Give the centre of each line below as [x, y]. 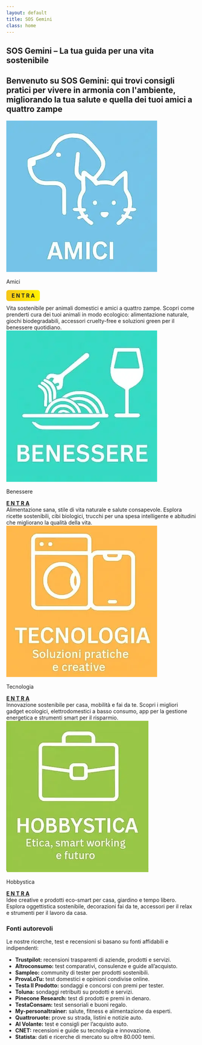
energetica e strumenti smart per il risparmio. [62, 718]
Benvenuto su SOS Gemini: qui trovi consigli [90, 81]
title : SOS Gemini [29, 19]
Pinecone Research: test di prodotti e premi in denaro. [83, 998]
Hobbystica [21, 882]
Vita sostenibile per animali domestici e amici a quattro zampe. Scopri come [100, 308]
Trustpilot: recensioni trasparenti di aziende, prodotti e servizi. [93, 960]
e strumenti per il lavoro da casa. [47, 912]
